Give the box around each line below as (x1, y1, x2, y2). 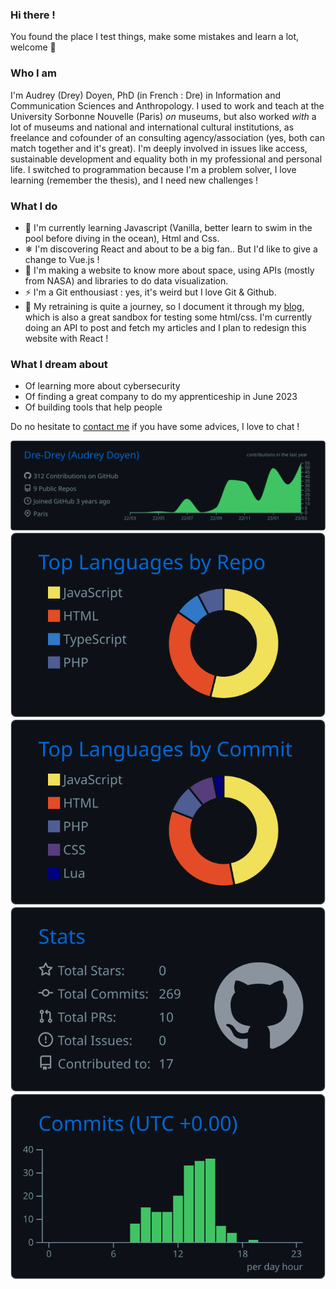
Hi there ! (10, 8, 56, 22)
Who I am (10, 66, 57, 80)
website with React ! (24, 332, 109, 344)
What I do (10, 199, 58, 213)
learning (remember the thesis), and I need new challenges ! (10, 174, 259, 186)
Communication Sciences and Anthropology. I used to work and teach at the (10, 99, 325, 112)
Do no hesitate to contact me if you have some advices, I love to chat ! (10, 421, 300, 433)
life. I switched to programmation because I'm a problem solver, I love (10, 163, 297, 175)
